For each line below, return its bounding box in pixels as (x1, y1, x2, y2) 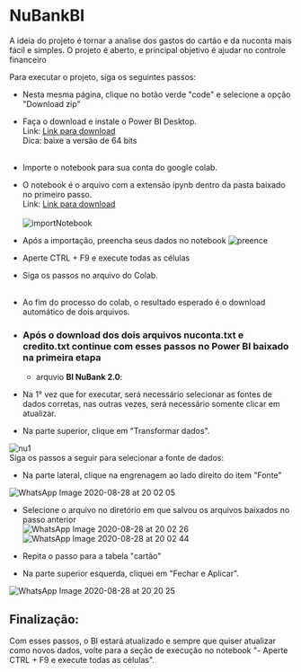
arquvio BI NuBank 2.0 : (35, 372, 123, 383)
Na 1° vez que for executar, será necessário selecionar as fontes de (22, 389, 272, 400)
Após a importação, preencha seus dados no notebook (22, 234, 226, 245)
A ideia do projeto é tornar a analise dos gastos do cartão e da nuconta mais (9, 35, 292, 46)
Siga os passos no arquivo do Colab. (22, 270, 159, 280)
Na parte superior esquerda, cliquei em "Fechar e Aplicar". (22, 568, 240, 579)
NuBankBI (9, 5, 85, 26)
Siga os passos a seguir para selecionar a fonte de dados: (9, 453, 225, 464)
